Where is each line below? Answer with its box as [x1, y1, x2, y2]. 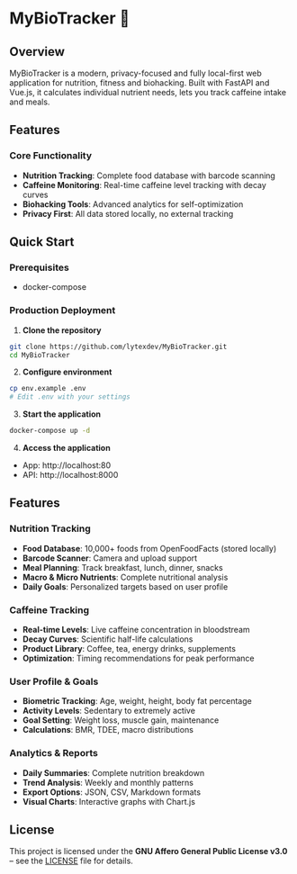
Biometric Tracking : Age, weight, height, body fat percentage [22, 696, 252, 707]
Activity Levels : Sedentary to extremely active [22, 706, 196, 716]
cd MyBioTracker [9, 350, 70, 359]
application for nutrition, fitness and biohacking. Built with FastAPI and [9, 77, 270, 88]
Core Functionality [9, 149, 93, 162]
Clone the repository [22, 324, 102, 336]
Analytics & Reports [9, 747, 99, 760]
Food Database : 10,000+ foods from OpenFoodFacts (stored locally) [22, 543, 277, 554]
